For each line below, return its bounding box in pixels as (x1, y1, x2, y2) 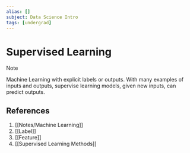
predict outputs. (6, 89, 46, 96)
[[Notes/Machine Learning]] (14, 122, 83, 129)
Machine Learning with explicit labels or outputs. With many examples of (6, 76, 184, 83)
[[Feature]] (14, 134, 42, 141)
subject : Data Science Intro (6, 14, 78, 20)
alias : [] (6, 8, 31, 15)
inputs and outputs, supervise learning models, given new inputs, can (6, 82, 176, 89)
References (6, 106, 50, 116)
